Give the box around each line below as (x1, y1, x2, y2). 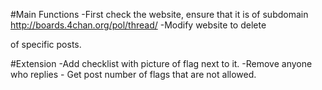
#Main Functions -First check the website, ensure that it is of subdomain (10, 9, 309, 20)
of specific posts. (10, 39, 82, 50)
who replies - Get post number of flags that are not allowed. (10, 69, 257, 80)
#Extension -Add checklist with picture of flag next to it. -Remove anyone (10, 58, 313, 69)
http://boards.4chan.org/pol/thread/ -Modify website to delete (10, 19, 267, 31)
